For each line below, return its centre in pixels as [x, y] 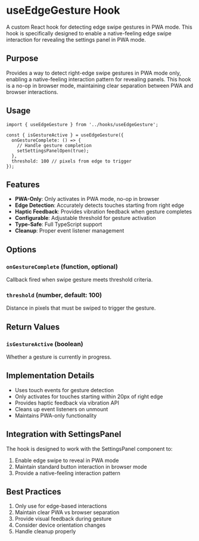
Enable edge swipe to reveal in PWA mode [67, 460]
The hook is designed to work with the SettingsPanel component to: [89, 448]
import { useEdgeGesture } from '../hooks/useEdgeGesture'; [83, 124]
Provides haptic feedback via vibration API [67, 403]
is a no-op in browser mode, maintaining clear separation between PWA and [100, 85]
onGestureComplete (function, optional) [62, 267]
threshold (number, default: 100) [54, 295]
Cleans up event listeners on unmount [61, 409]
